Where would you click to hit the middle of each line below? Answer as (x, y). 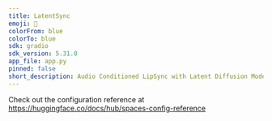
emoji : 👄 (23, 24)
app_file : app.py (38, 62)
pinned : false (32, 69)
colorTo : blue (32, 39)
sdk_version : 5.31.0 (43, 54)
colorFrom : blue (36, 31)
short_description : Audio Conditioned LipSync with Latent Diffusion (128, 76)
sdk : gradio (28, 46)
